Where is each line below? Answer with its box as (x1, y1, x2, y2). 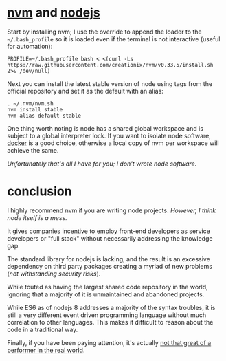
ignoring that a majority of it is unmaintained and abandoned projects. (7, 290, 205, 298)
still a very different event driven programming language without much (7, 311, 207, 319)
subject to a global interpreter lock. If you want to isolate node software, (7, 131, 212, 140)
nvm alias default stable (7, 112, 81, 119)
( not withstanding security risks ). (7, 270, 101, 278)
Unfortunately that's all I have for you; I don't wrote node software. (7, 160, 197, 168)
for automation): (7, 42, 53, 50)
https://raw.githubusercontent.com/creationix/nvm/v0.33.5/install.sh (7, 61, 214, 68)
